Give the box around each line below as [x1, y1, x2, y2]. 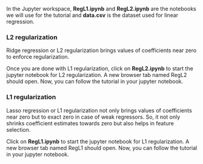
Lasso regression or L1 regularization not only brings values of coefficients [6, 107, 192, 114]
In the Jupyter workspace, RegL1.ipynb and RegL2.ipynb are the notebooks [6, 5, 196, 12]
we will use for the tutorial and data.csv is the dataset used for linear [6, 11, 179, 19]
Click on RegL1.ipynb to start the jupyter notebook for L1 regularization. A [6, 137, 190, 145]
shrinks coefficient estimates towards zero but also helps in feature [6, 119, 174, 126]
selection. [6, 126, 31, 133]
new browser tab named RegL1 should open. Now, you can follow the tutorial [6, 144, 198, 151]
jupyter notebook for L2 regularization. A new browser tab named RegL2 [6, 71, 187, 79]
